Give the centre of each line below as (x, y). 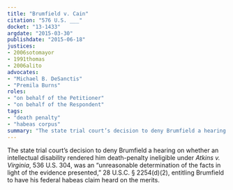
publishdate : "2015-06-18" (46, 40)
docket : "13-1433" (34, 27)
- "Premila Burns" (34, 85)
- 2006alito (24, 66)
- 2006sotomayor (31, 53)
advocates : (23, 72)
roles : (17, 92)
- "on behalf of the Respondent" (56, 105)
